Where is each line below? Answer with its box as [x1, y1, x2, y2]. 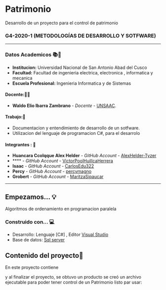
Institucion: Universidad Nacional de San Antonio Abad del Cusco [12, 64, 147, 70]
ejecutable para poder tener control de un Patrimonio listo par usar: [5, 279, 142, 286]
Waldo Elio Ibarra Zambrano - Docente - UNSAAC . [12, 103, 117, 109]
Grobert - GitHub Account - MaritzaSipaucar [12, 174, 104, 179]
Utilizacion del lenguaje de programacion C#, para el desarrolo [12, 130, 140, 136]
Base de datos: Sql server [12, 237, 65, 243]
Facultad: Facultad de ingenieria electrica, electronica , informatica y [12, 69, 153, 75]
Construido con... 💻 [5, 218, 55, 225]
